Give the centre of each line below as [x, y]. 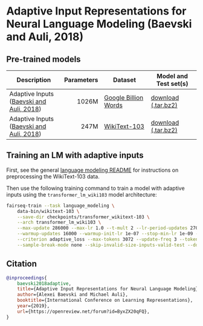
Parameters [81, 80]
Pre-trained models [43, 59]
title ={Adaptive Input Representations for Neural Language [94, 289]
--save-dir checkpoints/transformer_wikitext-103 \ [83, 217]
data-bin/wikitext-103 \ [48, 211]
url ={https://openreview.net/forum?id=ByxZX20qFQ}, [83, 311]
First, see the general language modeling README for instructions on [92, 170]
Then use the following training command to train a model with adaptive [96, 188]
